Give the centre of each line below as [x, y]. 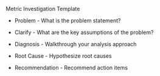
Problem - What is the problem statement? [68, 20]
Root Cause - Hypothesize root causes [63, 56]
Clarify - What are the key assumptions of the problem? [84, 32]
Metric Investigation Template [43, 9]
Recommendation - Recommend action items [71, 67]
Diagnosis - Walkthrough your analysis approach [75, 44]
